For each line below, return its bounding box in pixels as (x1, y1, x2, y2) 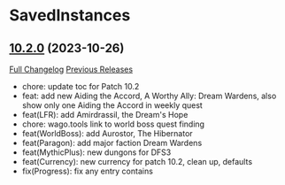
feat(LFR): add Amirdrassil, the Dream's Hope (21, 110, 189, 119)
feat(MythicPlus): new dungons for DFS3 (21, 147, 172, 158)
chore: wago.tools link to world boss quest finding (21, 119, 205, 129)
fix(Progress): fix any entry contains (21, 166, 153, 176)
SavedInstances (9, 5, 131, 26)
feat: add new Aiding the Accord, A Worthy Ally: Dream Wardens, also (21, 90, 277, 101)
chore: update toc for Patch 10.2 (21, 81, 140, 91)
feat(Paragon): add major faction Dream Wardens (21, 138, 203, 148)
